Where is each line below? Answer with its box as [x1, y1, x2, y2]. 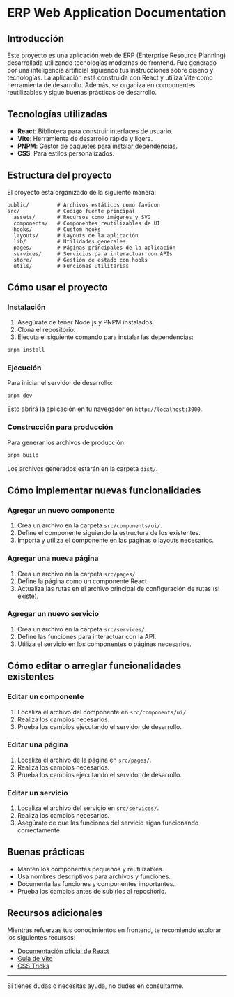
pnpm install [7, 347, 45, 354]
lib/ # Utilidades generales [13, 238, 127, 245]
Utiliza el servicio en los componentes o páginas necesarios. [17, 640, 192, 648]
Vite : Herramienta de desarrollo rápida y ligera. [17, 134, 153, 142]
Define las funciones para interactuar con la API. [17, 632, 157, 640]
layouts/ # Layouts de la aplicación [13, 232, 139, 239]
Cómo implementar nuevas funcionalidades [7, 484, 201, 496]
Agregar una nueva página [7, 553, 99, 563]
